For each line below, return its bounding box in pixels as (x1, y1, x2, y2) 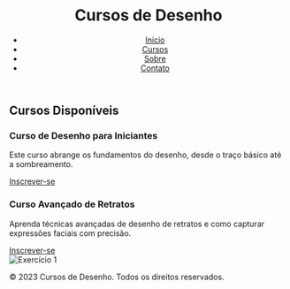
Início (145, 34, 165, 45)
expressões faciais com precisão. (9, 227, 132, 239)
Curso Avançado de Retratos (9, 198, 135, 210)
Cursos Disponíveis (9, 103, 119, 118)
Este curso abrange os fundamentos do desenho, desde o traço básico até (9, 149, 282, 160)
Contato (140, 63, 171, 73)
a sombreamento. (9, 159, 73, 170)
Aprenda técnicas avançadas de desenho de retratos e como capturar (9, 218, 265, 229)
